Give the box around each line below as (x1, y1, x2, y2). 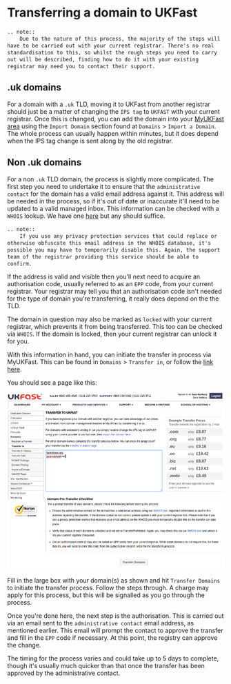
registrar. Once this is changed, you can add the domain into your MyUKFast (7, 114, 224, 123)
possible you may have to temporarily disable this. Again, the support (7, 246, 221, 253)
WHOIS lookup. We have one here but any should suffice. (7, 212, 165, 220)
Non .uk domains (7, 157, 82, 168)
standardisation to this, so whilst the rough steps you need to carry (7, 49, 217, 56)
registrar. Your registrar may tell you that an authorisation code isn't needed (7, 287, 222, 295)
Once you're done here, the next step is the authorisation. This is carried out (7, 612, 224, 620)
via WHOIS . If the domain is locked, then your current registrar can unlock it (7, 330, 217, 338)
